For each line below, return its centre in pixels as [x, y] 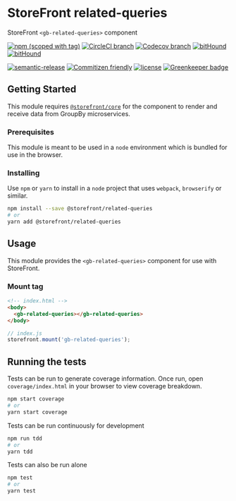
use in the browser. [35, 155]
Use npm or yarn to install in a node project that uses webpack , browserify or [114, 189]
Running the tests [47, 361]
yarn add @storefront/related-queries [64, 222]
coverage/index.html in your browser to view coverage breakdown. [105, 386]
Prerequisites [31, 132]
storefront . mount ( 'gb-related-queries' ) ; [69, 340]
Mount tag [25, 286]
